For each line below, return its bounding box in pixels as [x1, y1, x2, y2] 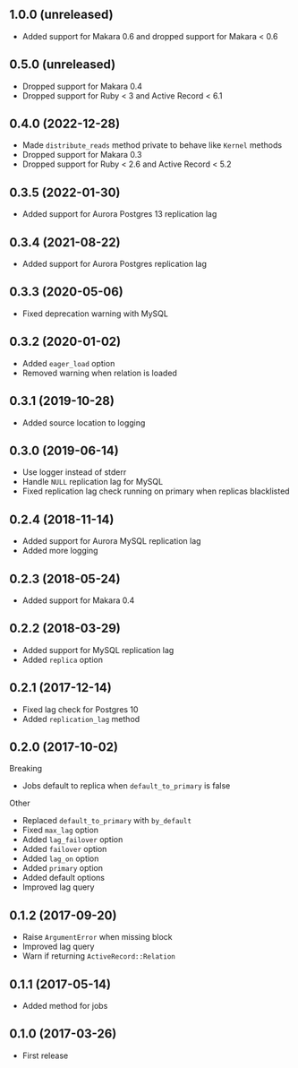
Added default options [21, 873, 106, 883]
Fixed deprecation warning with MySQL [21, 308, 168, 319]
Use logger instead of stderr [21, 467, 127, 478]
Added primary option [21, 863, 103, 874]
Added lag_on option [21, 853, 99, 864]
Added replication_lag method [21, 713, 140, 724]
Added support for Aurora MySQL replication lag [21, 536, 201, 547]
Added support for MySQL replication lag [21, 644, 175, 655]
